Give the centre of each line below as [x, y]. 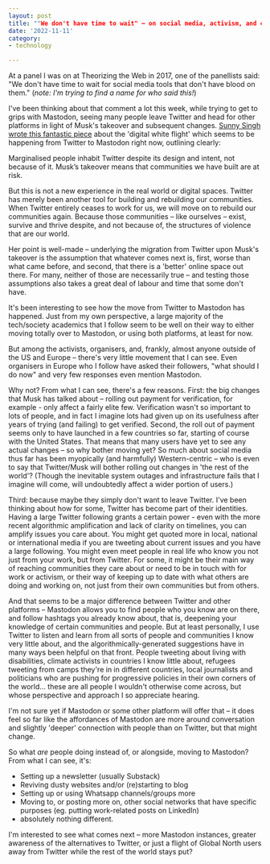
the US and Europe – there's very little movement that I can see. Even [123, 358]
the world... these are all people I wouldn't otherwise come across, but [125, 687]
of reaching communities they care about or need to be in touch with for [127, 568]
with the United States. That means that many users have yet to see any [127, 442]
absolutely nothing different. [67, 819]
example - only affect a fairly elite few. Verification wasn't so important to [129, 407]
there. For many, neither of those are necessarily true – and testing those [129, 275]
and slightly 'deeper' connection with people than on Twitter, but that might [133, 728]
